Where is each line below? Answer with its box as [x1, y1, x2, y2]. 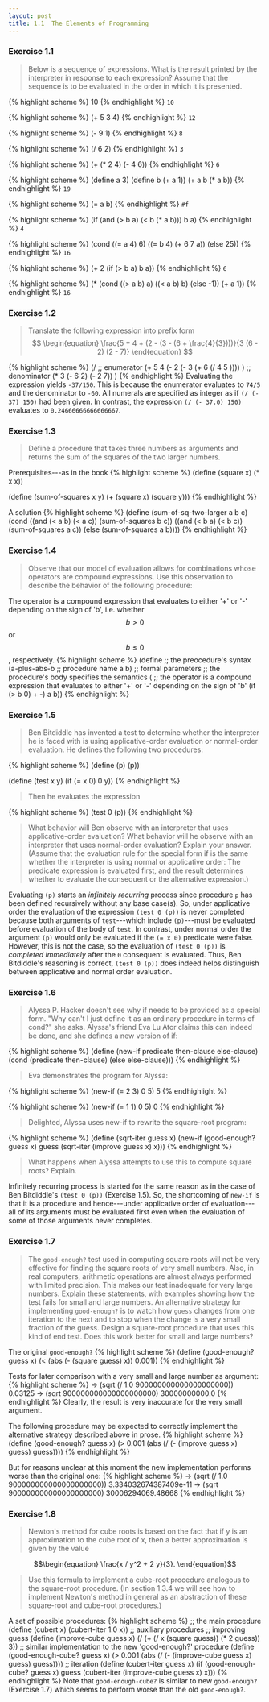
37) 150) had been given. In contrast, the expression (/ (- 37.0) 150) [8, 396, 243, 407]
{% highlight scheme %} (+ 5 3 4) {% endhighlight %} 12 [8, 112, 196, 122]
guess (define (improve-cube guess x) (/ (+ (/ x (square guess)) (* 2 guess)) [8, 1633, 261, 1642]
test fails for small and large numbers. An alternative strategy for [27, 1297, 242, 1306]
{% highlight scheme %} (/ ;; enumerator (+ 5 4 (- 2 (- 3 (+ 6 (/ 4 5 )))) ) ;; [8, 363, 251, 372]
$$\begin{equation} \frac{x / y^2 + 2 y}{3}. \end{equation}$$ [33, 1559, 237, 1568]
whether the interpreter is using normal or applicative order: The [27, 857, 241, 866]
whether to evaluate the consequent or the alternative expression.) [27, 874, 249, 883]
